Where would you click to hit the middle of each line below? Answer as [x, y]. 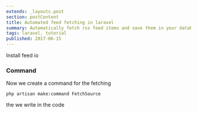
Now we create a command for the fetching [59, 83]
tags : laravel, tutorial [36, 33]
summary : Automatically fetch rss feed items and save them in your [91, 28]
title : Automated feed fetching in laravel [60, 22]
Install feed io [23, 55]
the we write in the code [35, 105]
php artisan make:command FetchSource [53, 94]
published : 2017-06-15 [34, 39]
